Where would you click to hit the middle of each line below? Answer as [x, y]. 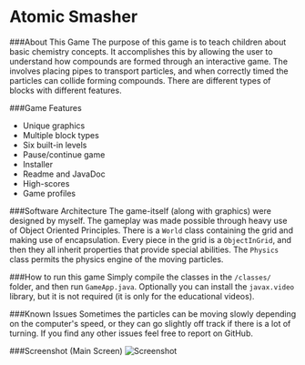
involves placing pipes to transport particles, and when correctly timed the [149, 71]
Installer [37, 164]
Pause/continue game [64, 154]
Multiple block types [61, 135]
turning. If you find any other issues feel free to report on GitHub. [131, 333]
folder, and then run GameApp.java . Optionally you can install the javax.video [152, 286]
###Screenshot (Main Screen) [66, 350]
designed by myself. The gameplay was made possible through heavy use [148, 220]
